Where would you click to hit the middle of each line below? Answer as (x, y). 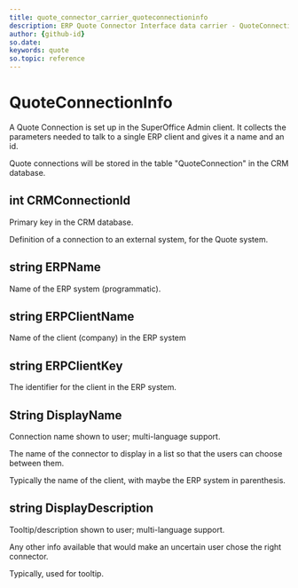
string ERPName (55, 267)
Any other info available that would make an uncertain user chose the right (145, 546)
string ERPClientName (72, 316)
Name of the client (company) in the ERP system (98, 338)
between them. (37, 463)
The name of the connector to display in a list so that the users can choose (146, 453)
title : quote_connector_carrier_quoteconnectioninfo (109, 17)
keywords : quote (39, 51)
